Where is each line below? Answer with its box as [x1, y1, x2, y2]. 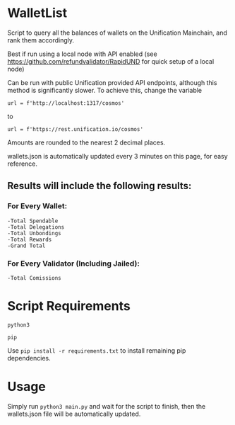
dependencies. [7, 353, 51, 362]
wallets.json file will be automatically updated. [7, 409, 141, 418]
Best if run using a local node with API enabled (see [7, 50, 157, 58]
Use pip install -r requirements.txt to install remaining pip [7, 346, 186, 355]
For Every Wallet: [7, 201, 68, 211]
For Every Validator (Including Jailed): [7, 259, 140, 268]
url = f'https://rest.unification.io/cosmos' [7, 125, 143, 132]
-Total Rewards [7, 236, 52, 243]
